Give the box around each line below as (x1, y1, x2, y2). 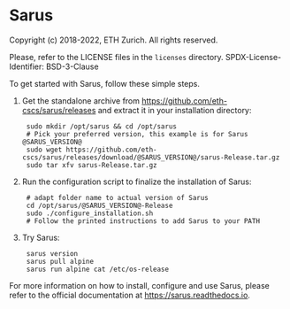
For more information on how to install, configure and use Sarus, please (9, 280, 270, 290)
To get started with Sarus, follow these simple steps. (9, 78, 201, 89)
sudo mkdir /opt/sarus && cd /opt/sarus (26, 121, 178, 131)
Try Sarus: (21, 232, 60, 243)
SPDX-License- (225, 51, 282, 62)
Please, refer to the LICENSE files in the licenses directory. (9, 51, 224, 62)
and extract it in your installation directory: (97, 104, 252, 115)
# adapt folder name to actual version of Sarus (26, 193, 210, 202)
